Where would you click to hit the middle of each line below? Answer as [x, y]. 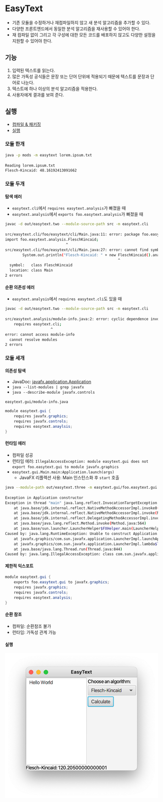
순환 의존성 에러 [20, 287]
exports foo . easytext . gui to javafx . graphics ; [62, 582]
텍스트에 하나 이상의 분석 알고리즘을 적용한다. [55, 89]
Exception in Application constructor [44, 497]
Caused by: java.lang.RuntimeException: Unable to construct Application [81, 534]
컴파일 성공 [23, 455]
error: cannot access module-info [40, 334]
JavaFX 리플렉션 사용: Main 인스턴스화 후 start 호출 [69, 477]
